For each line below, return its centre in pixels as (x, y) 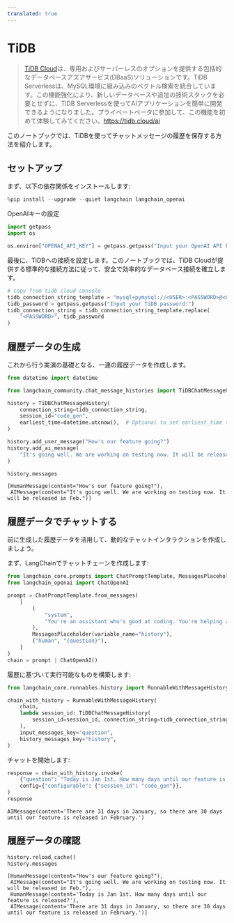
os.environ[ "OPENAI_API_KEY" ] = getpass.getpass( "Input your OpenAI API (115, 246)
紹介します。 (37, 144)
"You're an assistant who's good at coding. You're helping (133, 621)
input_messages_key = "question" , (67, 733)
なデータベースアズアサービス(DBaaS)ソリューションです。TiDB (116, 77)
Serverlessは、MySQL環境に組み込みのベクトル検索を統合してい (117, 86)
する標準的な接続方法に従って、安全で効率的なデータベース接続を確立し (116, 268)
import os (22, 234)
